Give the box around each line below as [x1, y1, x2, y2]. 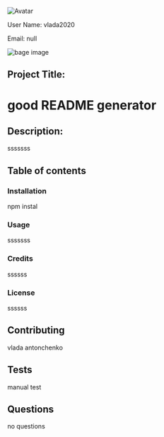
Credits [7, 254, 33, 264]
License [7, 288, 35, 298]
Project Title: [7, 68, 66, 81]
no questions [7, 422, 46, 431]
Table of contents [7, 164, 86, 177]
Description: [7, 125, 64, 137]
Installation [7, 185, 47, 195]
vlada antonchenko [7, 343, 64, 352]
